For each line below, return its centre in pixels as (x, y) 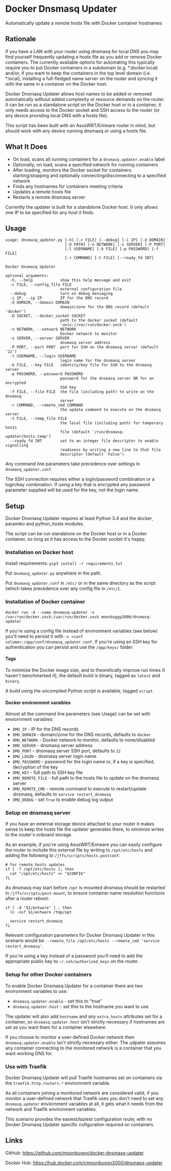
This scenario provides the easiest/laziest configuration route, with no (79, 1119)
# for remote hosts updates (35, 865)
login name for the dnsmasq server (98, 361)
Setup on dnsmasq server (38, 813)
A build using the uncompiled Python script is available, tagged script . (80, 691)
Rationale (21, 39)
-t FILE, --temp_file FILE (39, 419)
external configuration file (91, 289)
